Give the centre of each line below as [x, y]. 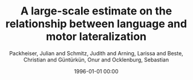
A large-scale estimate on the [96, 11]
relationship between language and [96, 24]
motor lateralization [96, 37]
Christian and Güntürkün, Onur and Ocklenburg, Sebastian [96, 60]
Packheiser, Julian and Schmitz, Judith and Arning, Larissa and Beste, [96, 53]
